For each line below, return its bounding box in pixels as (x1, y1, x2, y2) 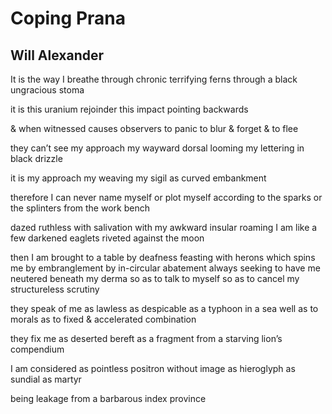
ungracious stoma (10, 84, 85, 96)
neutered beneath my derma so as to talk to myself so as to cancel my (10, 273, 300, 284)
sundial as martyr (10, 373, 82, 385)
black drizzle (10, 153, 63, 164)
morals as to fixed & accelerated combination (10, 313, 197, 325)
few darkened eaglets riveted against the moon (10, 232, 205, 244)
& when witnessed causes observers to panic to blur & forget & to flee (10, 123, 299, 134)
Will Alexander (10, 47, 104, 64)
